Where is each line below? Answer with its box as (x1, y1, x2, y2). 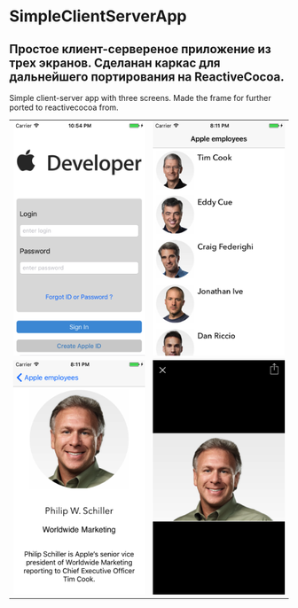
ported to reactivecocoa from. (9, 102, 119, 113)
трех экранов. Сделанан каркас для (9, 55, 221, 70)
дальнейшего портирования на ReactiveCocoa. (9, 69, 285, 84)
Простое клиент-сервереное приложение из (9, 42, 272, 57)
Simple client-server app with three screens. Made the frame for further (9, 93, 272, 103)
